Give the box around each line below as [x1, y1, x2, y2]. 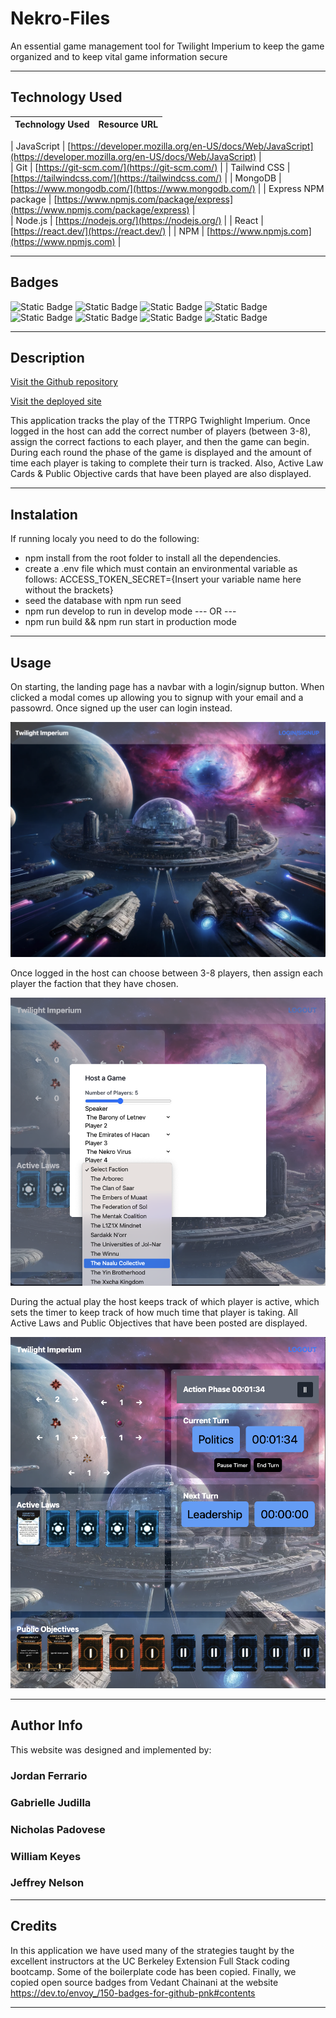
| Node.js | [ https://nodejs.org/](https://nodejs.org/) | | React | [10, 214, 264, 226]
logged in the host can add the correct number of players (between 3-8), [10, 425, 311, 437]
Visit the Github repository [10, 376, 118, 388]
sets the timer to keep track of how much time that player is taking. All [10, 1307, 299, 1319]
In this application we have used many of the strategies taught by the [10, 1944, 295, 1956]
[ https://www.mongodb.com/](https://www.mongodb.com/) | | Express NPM [10, 182, 325, 194]
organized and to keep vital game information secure [10, 50, 228, 62]
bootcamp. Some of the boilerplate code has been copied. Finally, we [10, 1965, 297, 1977]
